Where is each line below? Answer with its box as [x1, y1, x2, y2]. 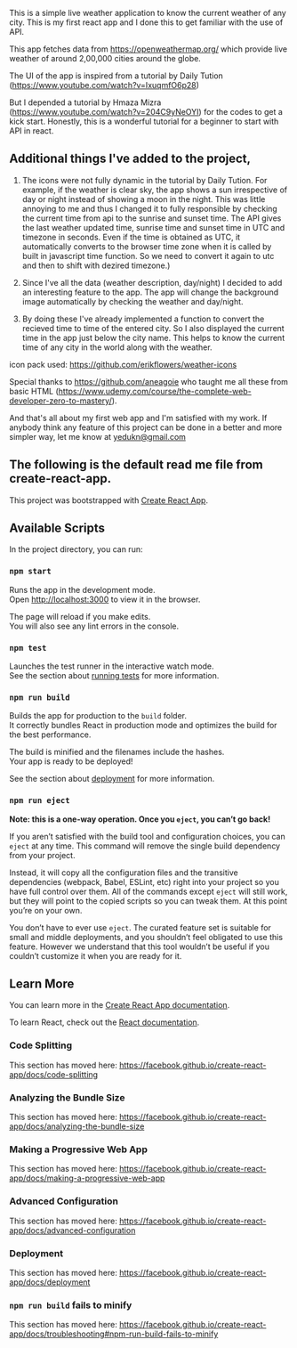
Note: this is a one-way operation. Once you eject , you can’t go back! [9, 814, 271, 824]
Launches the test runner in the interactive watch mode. [9, 661, 215, 671]
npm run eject [9, 796, 70, 806]
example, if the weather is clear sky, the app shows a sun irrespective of [21, 184, 287, 195]
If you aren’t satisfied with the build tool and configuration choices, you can [9, 831, 286, 841]
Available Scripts [9, 521, 105, 536]
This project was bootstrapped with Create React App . [9, 494, 209, 506]
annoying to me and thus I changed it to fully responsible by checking [21, 203, 277, 214]
